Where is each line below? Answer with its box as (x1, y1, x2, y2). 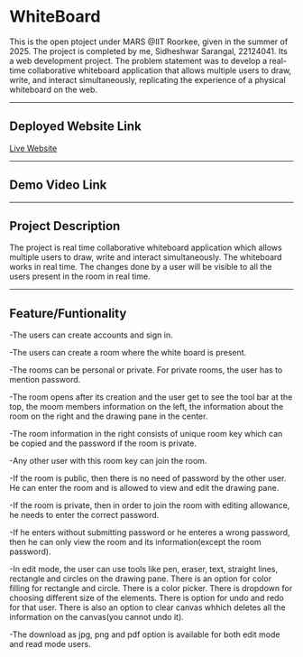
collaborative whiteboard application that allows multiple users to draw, (27, 65, 292, 76)
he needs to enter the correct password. (9, 510, 160, 521)
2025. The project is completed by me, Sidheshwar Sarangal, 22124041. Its (9, 45, 289, 56)
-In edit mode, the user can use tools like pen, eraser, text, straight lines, (9, 564, 279, 575)
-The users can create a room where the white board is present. (9, 347, 247, 358)
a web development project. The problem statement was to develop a (9, 55, 268, 66)
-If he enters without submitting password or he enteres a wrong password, (9, 527, 290, 538)
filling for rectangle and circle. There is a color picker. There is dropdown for (9, 583, 293, 594)
